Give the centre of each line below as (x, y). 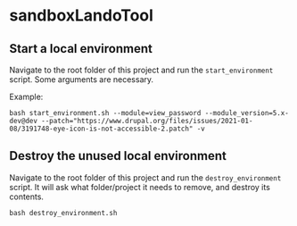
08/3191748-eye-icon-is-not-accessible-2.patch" (101, 129)
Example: (26, 96)
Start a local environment (81, 49)
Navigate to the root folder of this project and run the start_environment (141, 70)
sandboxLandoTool (82, 16)
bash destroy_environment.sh (63, 213)
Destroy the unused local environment (118, 156)
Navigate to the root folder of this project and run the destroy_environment (145, 177)
